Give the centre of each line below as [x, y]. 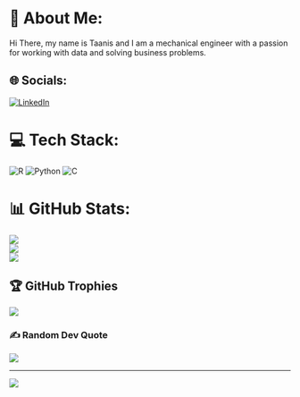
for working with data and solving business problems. [108, 52]
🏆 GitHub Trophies [64, 287]
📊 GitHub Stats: [70, 208]
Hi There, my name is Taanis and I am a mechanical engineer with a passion [149, 43]
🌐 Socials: [38, 81]
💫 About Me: [56, 18]
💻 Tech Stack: [64, 140]
